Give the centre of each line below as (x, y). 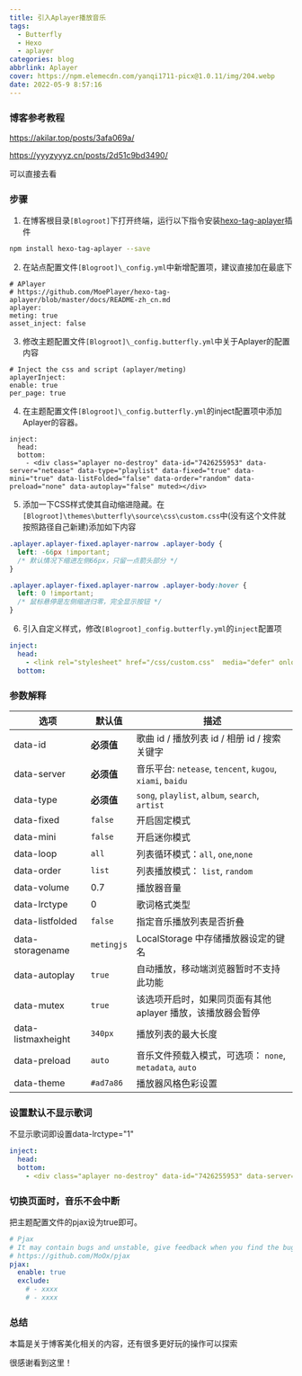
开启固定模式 (164, 820)
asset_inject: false (48, 324)
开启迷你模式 (164, 837)
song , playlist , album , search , (198, 795)
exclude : (34, 1281)
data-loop (36, 853)
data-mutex (39, 1005)
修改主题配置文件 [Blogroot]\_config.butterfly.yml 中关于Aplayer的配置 (156, 342)
